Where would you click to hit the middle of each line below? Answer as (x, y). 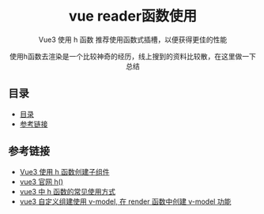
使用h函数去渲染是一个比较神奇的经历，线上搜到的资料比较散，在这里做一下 (133, 56)
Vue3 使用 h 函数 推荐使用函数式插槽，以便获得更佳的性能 (133, 39)
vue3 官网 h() (41, 182)
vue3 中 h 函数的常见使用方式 (68, 191)
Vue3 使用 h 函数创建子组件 (64, 171)
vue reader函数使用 (133, 16)
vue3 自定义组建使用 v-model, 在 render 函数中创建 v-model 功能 (125, 201)
